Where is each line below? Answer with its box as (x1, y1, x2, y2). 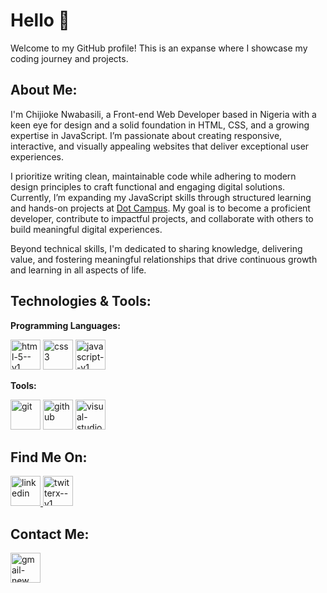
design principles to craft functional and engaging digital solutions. (10, 180, 286, 193)
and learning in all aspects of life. (10, 264, 147, 276)
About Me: (10, 82, 78, 99)
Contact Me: (10, 525, 90, 543)
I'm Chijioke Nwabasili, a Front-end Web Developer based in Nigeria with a (10, 108, 317, 120)
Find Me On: (10, 449, 88, 466)
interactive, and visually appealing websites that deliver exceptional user (10, 140, 310, 152)
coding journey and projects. (10, 52, 129, 64)
